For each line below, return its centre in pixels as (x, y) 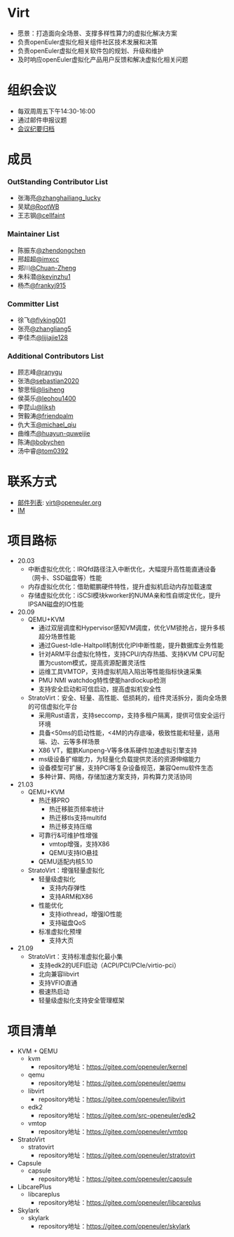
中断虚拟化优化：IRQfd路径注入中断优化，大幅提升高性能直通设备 (122, 569)
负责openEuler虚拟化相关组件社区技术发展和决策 (87, 42)
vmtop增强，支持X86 (79, 844)
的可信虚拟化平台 (53, 707)
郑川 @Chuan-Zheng (47, 268)
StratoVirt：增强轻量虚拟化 (66, 871)
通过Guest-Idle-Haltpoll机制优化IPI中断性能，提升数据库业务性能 (131, 645)
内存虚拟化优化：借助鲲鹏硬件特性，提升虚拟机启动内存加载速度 (120, 587)
